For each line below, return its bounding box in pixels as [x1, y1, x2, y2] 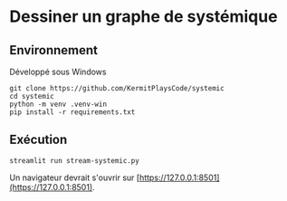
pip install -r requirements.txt [9, 108, 136, 117]
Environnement [9, 43, 98, 58]
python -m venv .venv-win [9, 100, 107, 109]
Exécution [9, 132, 68, 148]
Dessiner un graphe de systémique [9, 6, 278, 27]
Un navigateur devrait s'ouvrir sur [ [9, 172, 140, 183]
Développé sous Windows [9, 66, 107, 77]
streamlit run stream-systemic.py [9, 156, 140, 165]
